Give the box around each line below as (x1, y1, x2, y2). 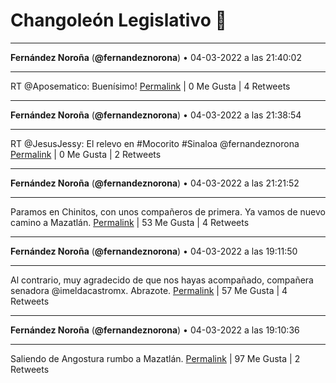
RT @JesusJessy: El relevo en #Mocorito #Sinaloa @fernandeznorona (10, 137, 300, 149)
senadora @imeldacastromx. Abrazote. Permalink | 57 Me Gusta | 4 (10, 284, 288, 296)
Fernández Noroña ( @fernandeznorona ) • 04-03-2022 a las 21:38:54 (10, 109, 302, 121)
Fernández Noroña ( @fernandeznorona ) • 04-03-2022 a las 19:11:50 (10, 245, 298, 257)
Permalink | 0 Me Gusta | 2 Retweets (10, 148, 162, 160)
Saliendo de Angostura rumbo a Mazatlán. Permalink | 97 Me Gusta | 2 (10, 352, 301, 364)
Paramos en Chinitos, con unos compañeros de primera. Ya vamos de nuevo (10, 205, 326, 218)
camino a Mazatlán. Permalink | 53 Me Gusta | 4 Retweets (10, 216, 250, 228)
